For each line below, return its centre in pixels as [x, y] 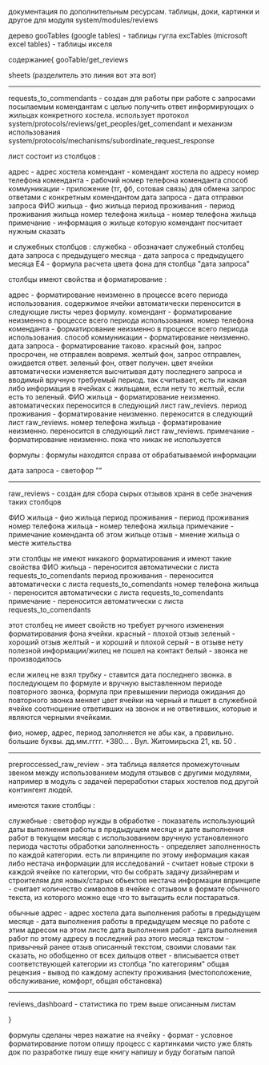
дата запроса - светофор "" [55, 470]
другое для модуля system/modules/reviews [83, 20]
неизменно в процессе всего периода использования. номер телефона [131, 320]
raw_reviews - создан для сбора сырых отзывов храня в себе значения [130, 493]
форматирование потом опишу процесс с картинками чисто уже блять [130, 1043]
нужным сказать [37, 231]
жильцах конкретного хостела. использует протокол [99, 115]
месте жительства [40, 543]
